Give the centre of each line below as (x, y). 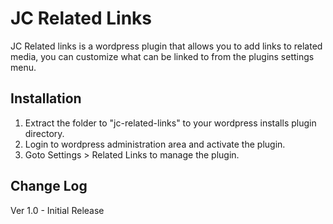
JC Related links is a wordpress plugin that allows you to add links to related (166, 46)
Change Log (49, 186)
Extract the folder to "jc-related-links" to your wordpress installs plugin (170, 123)
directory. (44, 133)
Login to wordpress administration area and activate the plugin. (155, 144)
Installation (46, 98)
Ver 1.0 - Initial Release (57, 210)
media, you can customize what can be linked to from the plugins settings (162, 56)
